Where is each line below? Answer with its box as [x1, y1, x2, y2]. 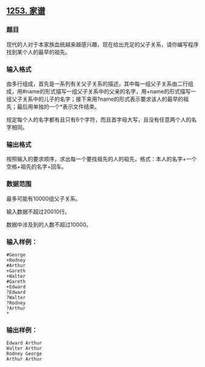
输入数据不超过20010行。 [6, 208, 70, 215]
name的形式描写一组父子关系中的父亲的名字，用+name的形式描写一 [25, 87, 196, 95]
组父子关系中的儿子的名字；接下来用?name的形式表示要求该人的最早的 [6, 95, 184, 103]
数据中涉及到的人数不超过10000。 [6, 220, 92, 228]
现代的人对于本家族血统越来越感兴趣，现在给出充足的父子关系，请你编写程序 [6, 40, 199, 48]
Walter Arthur [6, 346, 43, 352]
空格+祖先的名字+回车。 [6, 163, 67, 170]
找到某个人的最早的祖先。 [6, 48, 71, 56]
